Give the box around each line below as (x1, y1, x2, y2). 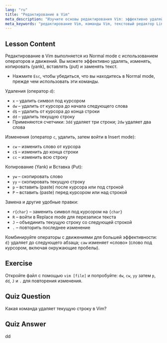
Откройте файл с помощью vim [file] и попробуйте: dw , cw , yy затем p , (5, 272, 156, 278)
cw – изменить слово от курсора (12, 144, 81, 150)
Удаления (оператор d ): (5, 88, 55, 94)
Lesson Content (5, 39, 56, 48)
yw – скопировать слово (12, 173, 63, 179)
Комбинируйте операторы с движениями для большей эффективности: (5, 234, 158, 240)
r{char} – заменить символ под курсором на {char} (12, 209, 123, 215)
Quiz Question (5, 292, 51, 301)
